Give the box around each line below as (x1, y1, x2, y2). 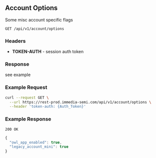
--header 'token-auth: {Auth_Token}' (9, 104, 86, 109)
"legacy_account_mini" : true (9, 144, 69, 149)
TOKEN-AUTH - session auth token (12, 49, 84, 55)
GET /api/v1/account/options (5, 26, 64, 31)
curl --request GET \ (5, 95, 49, 100)
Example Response (5, 116, 52, 122)
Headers (5, 38, 26, 44)
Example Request (5, 84, 47, 91)
